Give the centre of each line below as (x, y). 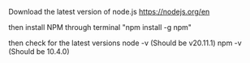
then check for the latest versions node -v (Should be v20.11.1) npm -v (125, 43)
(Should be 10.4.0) (39, 51)
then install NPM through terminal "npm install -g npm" (100, 27)
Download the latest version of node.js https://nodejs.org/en (109, 12)
